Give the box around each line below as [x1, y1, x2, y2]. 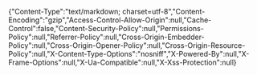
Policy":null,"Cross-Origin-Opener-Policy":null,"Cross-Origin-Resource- [8, 41, 246, 50]
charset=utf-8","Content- [122, 7, 206, 16]
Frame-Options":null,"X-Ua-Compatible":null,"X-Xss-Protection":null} [8, 57, 237, 67]
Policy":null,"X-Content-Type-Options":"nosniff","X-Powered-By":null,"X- [8, 49, 250, 58]
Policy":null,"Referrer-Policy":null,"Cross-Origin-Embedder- [8, 32, 205, 41]
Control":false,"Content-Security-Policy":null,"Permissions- [8, 24, 205, 33]
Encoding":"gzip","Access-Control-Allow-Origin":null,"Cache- [8, 15, 212, 25]
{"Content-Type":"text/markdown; [8, 7, 121, 16]
